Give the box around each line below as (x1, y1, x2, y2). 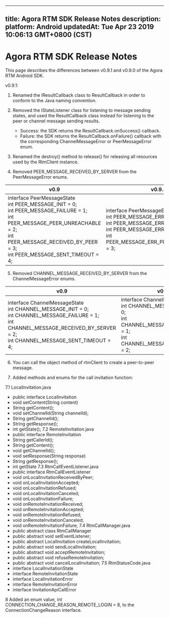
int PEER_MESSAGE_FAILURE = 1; (8, 207, 88, 214)
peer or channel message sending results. (12, 118, 100, 124)
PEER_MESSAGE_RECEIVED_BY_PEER (8, 239, 98, 246)
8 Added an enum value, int (5, 596, 62, 602)
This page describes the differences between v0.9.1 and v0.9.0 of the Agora (5, 67, 162, 74)
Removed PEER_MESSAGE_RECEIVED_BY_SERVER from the (12, 169, 137, 175)
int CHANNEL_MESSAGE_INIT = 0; (8, 306, 89, 313)
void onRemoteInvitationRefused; (12, 512, 81, 518)
